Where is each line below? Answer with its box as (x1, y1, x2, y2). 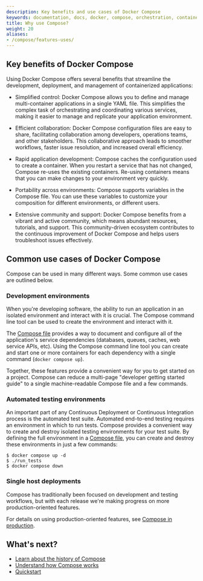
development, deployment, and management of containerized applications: (6, 82, 193, 89)
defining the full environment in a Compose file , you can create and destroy (6, 434, 195, 441)
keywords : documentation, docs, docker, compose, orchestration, (6, 14, 174, 21)
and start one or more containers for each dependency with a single (6, 348, 176, 356)
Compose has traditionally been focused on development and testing (6, 490, 178, 498)
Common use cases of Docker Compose (6, 254, 161, 265)
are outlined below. (6, 276, 54, 284)
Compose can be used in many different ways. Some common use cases (6, 270, 188, 277)
